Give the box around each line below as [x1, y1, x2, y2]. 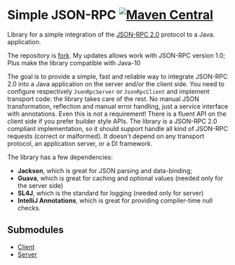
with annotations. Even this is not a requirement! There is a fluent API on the [7, 109, 227, 118]
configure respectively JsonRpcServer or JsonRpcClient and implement [7, 87, 210, 95]
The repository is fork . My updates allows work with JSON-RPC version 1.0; [7, 51, 226, 60]
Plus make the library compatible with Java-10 [7, 58, 141, 67]
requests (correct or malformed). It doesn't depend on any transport [7, 132, 205, 140]
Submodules [7, 224, 65, 236]
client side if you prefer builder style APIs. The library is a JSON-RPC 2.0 [7, 116, 217, 125]
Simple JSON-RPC [7, 7, 116, 23]
